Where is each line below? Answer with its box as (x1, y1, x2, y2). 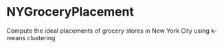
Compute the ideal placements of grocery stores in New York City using (6, 27, 210, 35)
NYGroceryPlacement (6, 4, 135, 20)
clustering (27, 33, 56, 42)
